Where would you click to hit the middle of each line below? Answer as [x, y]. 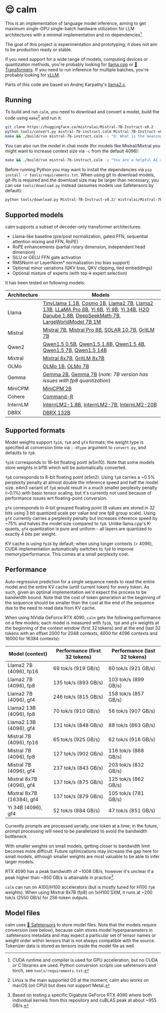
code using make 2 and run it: [34, 118]
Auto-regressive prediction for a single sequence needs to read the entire [80, 581]
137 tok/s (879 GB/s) [78, 796]
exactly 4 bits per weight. [31, 534]
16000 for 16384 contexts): [33, 638]
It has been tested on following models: [45, 283]
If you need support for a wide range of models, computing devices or [77, 59]
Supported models [34, 215]
